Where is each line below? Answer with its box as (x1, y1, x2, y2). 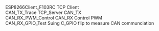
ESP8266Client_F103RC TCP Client (5, 4, 79, 10)
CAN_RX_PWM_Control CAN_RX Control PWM (5, 15, 103, 20)
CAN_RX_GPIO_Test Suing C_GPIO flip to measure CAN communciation (5, 20, 154, 26)
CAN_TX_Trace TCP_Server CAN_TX (5, 9, 82, 15)
